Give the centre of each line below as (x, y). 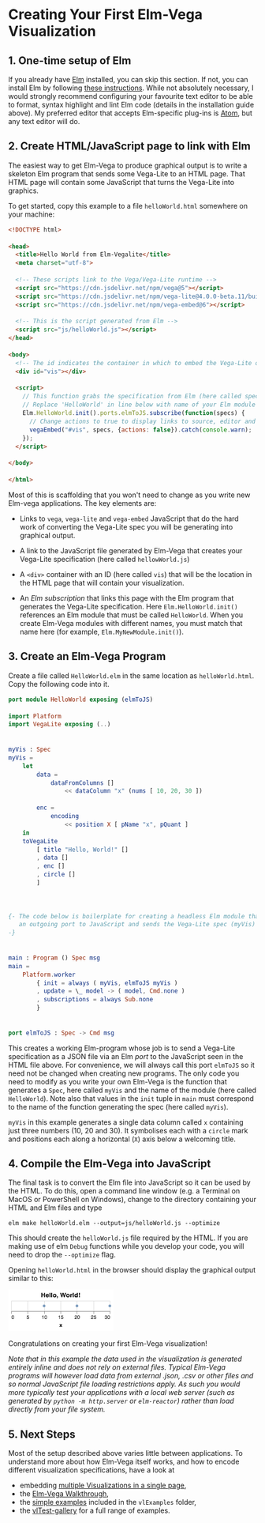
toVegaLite (40, 841)
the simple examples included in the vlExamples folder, (108, 1502)
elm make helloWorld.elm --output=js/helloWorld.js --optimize (114, 1223)
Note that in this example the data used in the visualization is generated (125, 1359)
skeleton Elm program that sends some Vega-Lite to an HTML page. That (127, 173)
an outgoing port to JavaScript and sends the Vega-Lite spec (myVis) (137, 925)
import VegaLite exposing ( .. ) (60, 725)
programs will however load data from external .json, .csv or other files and (131, 1376)
